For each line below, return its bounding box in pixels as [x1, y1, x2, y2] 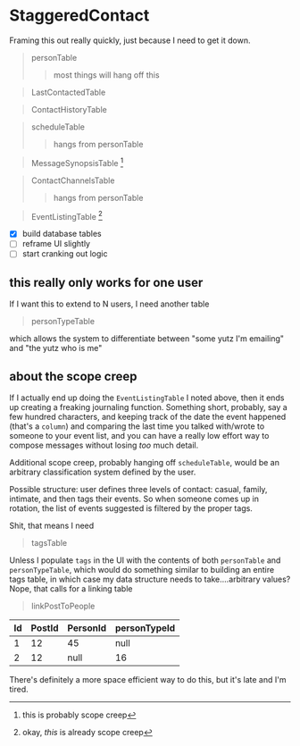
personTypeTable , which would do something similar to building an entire [9, 565, 275, 575]
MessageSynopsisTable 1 [30, 155, 123, 168]
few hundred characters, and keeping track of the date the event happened [9, 412, 287, 423]
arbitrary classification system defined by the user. [9, 466, 196, 478]
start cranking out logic [21, 248, 108, 259]
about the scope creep [9, 368, 137, 384]
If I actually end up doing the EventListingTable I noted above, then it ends [9, 392, 285, 403]
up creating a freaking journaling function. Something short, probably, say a [9, 402, 287, 413]
